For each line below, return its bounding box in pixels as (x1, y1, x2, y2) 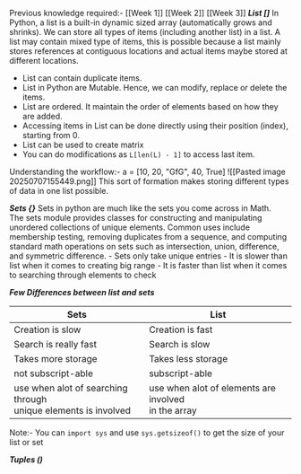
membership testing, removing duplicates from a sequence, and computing (9, 232, 288, 241)
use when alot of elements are (149, 382, 276, 394)
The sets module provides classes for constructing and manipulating (9, 213, 262, 223)
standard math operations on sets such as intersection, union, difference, (9, 241, 279, 251)
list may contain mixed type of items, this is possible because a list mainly (9, 36, 281, 47)
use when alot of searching (13, 382, 128, 394)
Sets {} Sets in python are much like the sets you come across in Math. (9, 203, 271, 214)
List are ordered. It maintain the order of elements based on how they (21, 101, 279, 111)
